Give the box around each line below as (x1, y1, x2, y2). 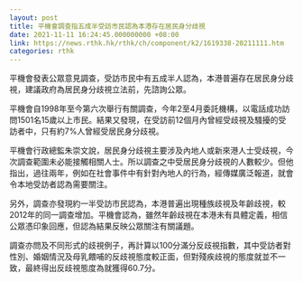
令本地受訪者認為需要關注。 (9, 179, 113, 190)
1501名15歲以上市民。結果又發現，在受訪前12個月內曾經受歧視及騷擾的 (16, 115, 279, 126)
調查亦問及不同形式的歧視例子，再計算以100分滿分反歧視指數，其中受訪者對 (9, 240, 291, 251)
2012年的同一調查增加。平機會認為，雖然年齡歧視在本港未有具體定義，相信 (9, 210, 289, 221)
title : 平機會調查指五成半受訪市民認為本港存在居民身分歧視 (9, 22, 206, 31)
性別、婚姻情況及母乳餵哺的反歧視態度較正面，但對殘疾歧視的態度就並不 (9, 251, 278, 262)
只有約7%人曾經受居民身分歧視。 (40, 126, 164, 136)
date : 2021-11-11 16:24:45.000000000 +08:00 (9, 30, 179, 39)
